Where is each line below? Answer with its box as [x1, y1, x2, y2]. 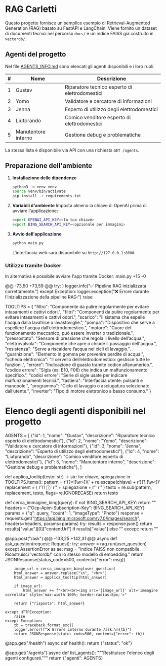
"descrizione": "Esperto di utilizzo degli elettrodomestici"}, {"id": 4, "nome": [5, 448, 159, 454]
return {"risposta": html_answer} [14, 601, 85, 606]
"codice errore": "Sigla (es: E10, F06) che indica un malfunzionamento [5, 367, 148, 373]
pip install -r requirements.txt [12, 194, 82, 199]
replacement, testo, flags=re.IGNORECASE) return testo [5, 490, 119, 496]
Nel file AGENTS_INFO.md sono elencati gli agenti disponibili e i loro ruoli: [5, 63, 155, 69]
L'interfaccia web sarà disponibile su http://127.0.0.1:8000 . [12, 249, 136, 255]
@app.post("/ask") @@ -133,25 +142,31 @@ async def [5, 535, 118, 542]
